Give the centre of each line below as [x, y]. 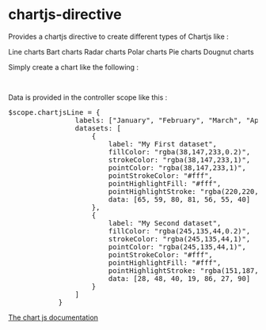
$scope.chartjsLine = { [54, 112]
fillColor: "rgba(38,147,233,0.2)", [179, 152]
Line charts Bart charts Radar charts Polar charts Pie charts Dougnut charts [131, 51]
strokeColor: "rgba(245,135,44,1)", [179, 239]
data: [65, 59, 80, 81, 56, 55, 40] [179, 199]
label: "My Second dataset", [165, 223]
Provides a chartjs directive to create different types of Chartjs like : [119, 36]
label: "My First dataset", [163, 144]
